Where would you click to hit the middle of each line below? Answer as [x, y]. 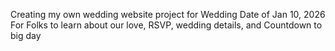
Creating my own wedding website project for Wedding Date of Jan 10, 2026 [168, 14]
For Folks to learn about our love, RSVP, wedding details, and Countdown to [166, 25]
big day [26, 35]
